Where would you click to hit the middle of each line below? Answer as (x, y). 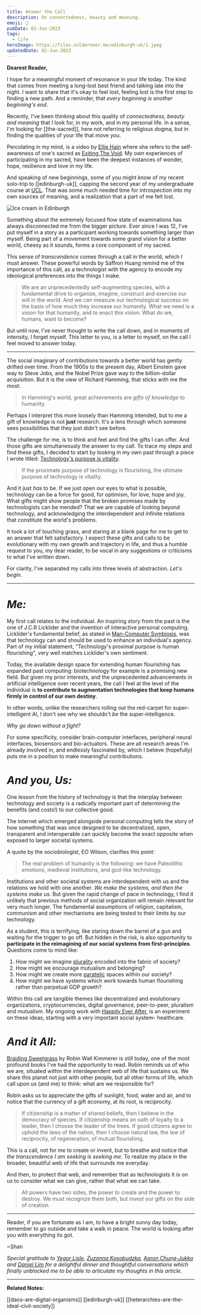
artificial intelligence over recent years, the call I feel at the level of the (93, 683)
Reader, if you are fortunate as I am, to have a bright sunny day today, (92, 1222)
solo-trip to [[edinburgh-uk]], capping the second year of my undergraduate (101, 183)
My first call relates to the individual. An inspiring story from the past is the (98, 621)
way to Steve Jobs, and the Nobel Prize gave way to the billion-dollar (92, 373)
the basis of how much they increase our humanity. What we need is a (108, 306)
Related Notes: (25, 1288)
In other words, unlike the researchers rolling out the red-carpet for (89, 707)
